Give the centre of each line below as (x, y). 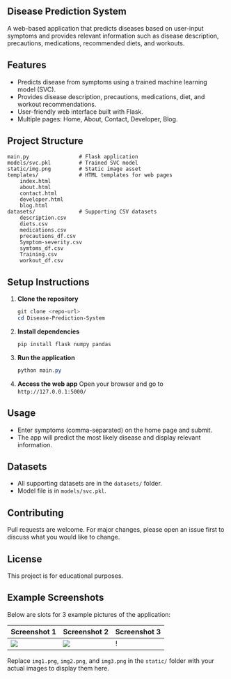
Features (27, 65)
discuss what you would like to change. (64, 537)
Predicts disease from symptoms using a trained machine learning (112, 82)
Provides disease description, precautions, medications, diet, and (111, 96)
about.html (35, 188)
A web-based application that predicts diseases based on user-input (105, 28)
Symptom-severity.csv (51, 242)
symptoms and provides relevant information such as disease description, (113, 36)
